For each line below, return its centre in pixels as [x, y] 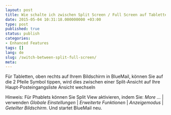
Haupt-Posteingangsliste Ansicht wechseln [50, 88]
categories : [18, 39]
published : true [22, 29]
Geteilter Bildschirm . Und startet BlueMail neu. [54, 108]
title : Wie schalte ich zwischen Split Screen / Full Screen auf [76, 15]
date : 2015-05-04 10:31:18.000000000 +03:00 [53, 19]
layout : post [19, 10]
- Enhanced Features [27, 43]
